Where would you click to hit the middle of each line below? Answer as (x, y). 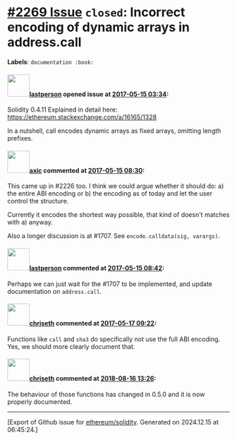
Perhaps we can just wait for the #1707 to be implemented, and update (110, 284)
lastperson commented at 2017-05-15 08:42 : (97, 268)
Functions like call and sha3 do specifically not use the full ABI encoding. (114, 339)
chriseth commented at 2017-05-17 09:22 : (93, 323)
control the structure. (38, 201)
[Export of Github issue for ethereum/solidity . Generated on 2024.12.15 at (113, 422)
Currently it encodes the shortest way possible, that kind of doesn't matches (119, 215)
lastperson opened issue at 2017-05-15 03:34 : (99, 94)
